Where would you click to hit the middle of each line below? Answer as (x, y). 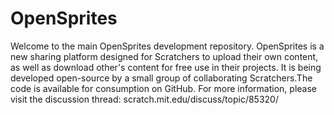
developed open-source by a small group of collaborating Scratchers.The (161, 78)
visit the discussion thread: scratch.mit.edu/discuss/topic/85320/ (144, 99)
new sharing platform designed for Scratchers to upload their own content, (164, 56)
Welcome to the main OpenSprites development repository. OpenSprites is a (167, 46)
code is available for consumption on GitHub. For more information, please (163, 88)
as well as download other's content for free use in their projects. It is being (166, 67)
